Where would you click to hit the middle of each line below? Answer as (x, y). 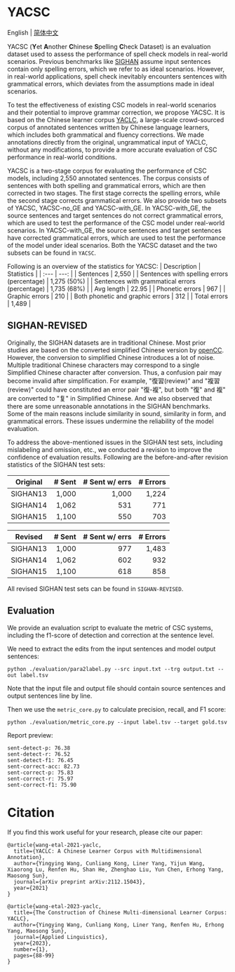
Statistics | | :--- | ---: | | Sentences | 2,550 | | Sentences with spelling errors (118, 274)
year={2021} (31, 888)
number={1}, (31, 949)
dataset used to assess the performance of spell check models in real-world (117, 54)
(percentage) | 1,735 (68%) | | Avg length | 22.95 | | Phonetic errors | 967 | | (116, 288)
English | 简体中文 (33, 32)
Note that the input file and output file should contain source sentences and (116, 688)
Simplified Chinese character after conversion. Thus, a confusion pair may (115, 372)
